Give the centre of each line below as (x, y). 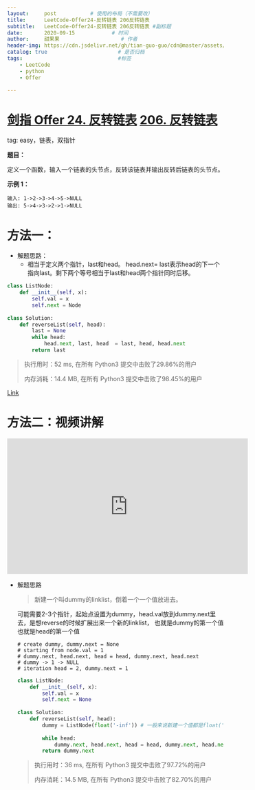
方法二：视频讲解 (56, 423)
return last (49, 350)
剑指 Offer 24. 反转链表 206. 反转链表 (112, 120)
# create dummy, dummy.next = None (68, 644)
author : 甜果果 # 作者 (72, 39)
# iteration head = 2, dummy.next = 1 (73, 668)
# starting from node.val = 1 (60, 650)
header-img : (24, 45)
